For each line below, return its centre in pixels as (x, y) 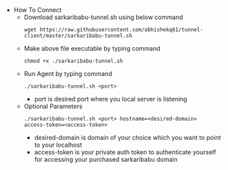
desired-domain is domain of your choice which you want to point (128, 137)
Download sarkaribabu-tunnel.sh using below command (103, 17)
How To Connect (38, 10)
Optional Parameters (53, 106)
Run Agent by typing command (68, 74)
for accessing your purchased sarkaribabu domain (106, 159)
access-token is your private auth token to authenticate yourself (125, 152)
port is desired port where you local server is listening (111, 99)
